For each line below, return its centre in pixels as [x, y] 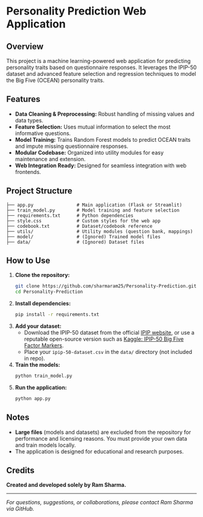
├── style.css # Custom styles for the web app [84, 221]
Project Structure [39, 191]
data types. [29, 120]
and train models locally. [45, 445]
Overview [25, 46]
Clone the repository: [42, 275]
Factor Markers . [44, 345]
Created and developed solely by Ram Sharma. [66, 485]
